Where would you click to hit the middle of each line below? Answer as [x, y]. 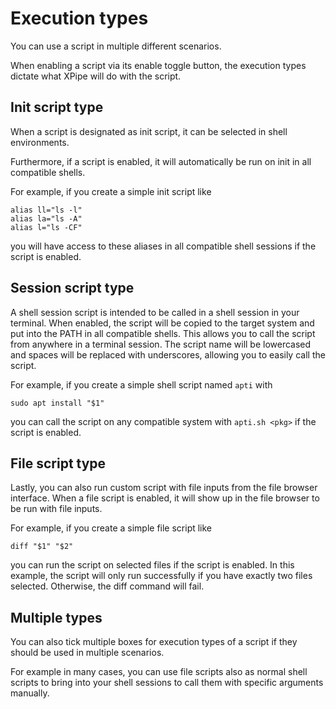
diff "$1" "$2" [42, 547]
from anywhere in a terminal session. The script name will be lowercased [161, 344]
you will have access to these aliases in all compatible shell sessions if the [163, 246]
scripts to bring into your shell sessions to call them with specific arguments [167, 683]
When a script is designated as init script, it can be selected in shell [149, 131]
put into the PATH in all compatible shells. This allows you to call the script [163, 333]
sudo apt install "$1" [57, 403]
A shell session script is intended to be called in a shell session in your [155, 312]
